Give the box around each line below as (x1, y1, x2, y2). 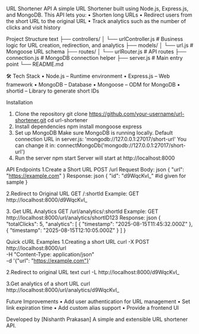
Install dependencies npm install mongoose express (14, 123, 143, 130)
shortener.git (14, 117, 46, 123)
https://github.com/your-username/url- (89, 110, 185, 117)
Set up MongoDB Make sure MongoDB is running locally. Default (14, 129, 173, 136)
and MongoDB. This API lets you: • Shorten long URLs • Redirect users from (6, 11, 192, 18)
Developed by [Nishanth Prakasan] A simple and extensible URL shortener (6, 316, 188, 323)
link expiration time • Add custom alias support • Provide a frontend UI (6, 304, 179, 311)
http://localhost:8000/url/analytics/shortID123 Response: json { (6, 214, 161, 221)
